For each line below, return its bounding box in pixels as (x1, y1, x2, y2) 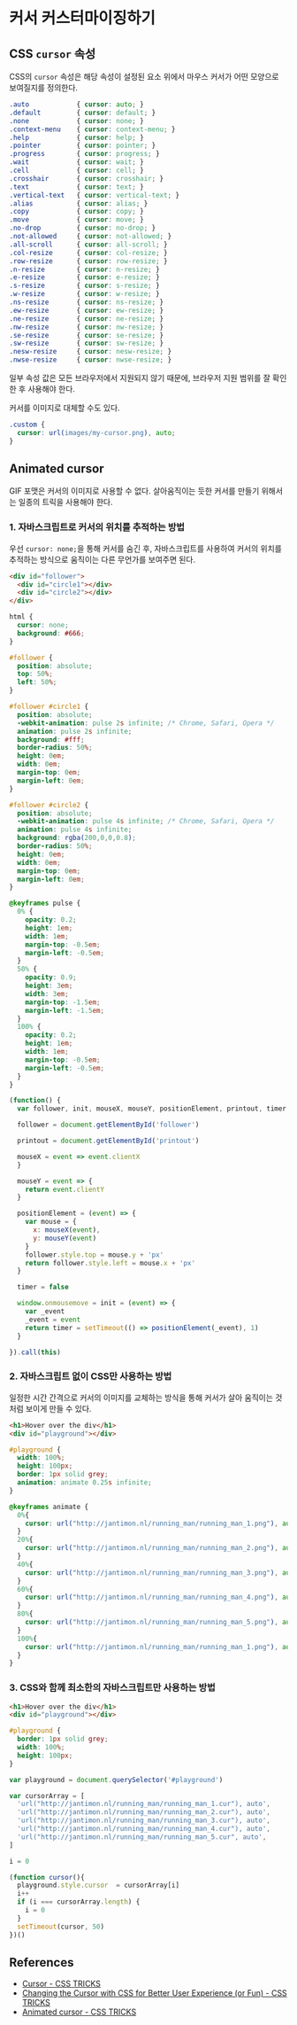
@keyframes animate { (9, 1502, 89, 1511)
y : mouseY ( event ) (32, 1234, 97, 1242)
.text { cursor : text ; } (9, 183, 144, 191)
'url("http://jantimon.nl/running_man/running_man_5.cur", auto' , (17, 1832, 267, 1842)
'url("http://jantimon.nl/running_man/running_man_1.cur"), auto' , (17, 1800, 271, 1809)
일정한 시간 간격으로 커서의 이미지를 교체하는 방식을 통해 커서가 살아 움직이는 (9, 1392, 274, 1403)
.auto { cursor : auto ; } (9, 100, 144, 109)
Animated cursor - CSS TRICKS (21, 2006, 137, 2017)
